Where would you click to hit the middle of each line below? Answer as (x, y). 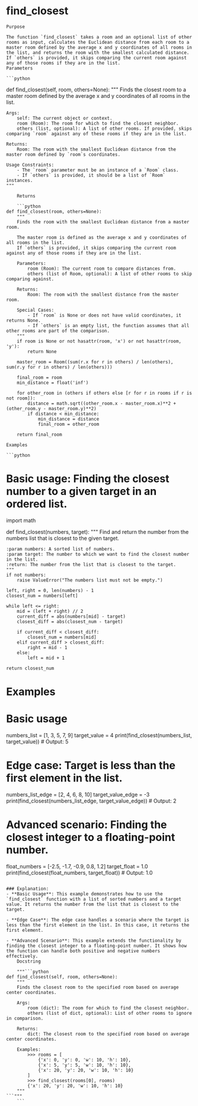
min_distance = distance (68, 419)
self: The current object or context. (65, 118)
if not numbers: (26, 575)
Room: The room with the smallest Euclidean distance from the (97, 149)
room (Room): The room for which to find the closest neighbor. (98, 123)
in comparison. (25, 1018)
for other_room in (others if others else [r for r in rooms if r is (105, 393)
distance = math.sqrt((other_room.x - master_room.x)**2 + (102, 403)
